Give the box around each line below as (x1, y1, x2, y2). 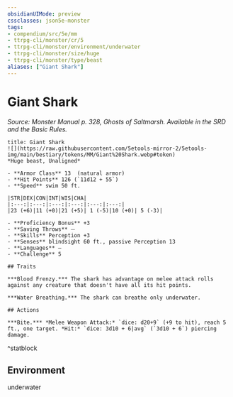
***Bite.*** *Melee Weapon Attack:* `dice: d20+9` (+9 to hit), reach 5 (7, 319, 227, 326)
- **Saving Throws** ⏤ (7, 225, 76, 233)
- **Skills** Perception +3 (7, 232, 91, 239)
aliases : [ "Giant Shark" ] (7, 63, 84, 70)
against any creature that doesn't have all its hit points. (7, 281, 192, 288)
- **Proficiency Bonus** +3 (7, 219, 91, 227)
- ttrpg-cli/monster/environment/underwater (7, 43, 141, 50)
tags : (7, 23, 23, 31)
